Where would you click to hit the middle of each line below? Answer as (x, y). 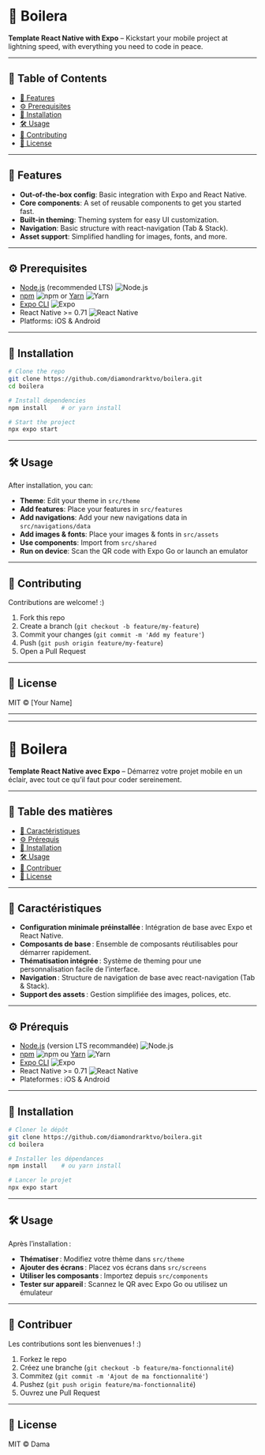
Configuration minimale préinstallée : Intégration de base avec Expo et (136, 927)
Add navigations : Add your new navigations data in (103, 517)
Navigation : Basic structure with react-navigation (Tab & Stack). (124, 227)
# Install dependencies (47, 400)
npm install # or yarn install (65, 408)
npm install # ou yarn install (65, 1166)
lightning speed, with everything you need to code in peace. (106, 46)
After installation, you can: (50, 486)
